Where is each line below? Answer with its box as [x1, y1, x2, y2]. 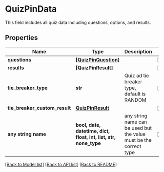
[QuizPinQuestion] [75, 56, 120, 63]
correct [124, 143, 142, 150]
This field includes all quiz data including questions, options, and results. [5, 19, 151, 25]
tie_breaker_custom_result [7, 104, 71, 111]
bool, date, [75, 121, 101, 128]
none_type [75, 140, 101, 147]
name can [124, 118, 147, 125]
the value [124, 131, 146, 137]
